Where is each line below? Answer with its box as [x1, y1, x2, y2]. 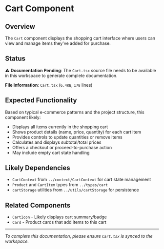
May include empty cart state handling [12, 150, 90, 155]
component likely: [5, 114, 41, 120]
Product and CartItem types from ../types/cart [12, 182, 108, 188]
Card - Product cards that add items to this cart [12, 219, 106, 225]
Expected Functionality [5, 96, 77, 105]
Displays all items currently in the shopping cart [12, 124, 108, 130]
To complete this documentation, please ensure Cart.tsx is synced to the [5, 233, 153, 239]
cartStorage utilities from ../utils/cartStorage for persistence [12, 187, 139, 193]
